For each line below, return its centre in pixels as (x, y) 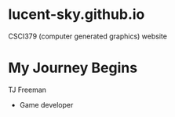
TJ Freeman (27, 90)
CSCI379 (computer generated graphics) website (87, 36)
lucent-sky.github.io (77, 15)
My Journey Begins (73, 68)
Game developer (46, 104)
